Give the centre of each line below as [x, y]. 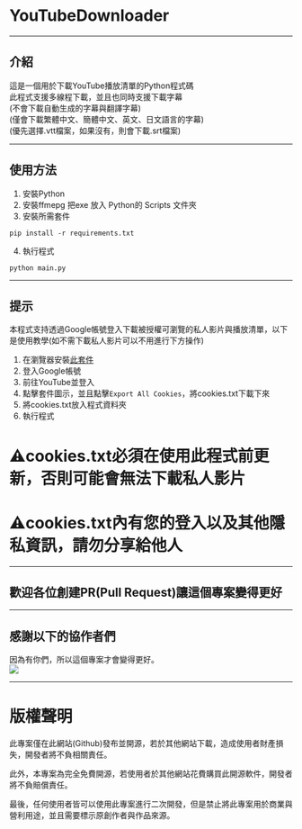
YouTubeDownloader [89, 16]
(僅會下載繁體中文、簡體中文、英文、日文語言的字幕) [107, 119]
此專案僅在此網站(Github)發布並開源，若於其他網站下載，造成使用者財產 [142, 743]
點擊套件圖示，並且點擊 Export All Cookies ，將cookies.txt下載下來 [146, 393]
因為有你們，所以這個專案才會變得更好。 [84, 660]
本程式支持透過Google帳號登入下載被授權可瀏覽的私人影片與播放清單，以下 [149, 329]
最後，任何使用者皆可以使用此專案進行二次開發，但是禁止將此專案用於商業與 [151, 804]
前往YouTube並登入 [58, 383]
